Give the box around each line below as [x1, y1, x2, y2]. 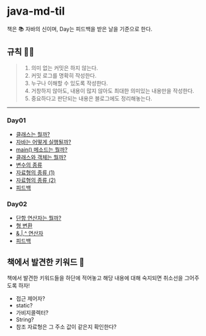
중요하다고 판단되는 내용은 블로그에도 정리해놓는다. [31, 95, 152, 102]
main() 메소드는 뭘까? [15, 146, 68, 153]
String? [15, 316, 34, 323]
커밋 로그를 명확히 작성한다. [31, 71, 97, 79]
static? [15, 302, 33, 309]
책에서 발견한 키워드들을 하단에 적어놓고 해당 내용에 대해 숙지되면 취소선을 [7, 274, 183, 282]
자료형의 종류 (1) [15, 169, 55, 177]
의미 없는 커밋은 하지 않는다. [31, 64, 98, 71]
